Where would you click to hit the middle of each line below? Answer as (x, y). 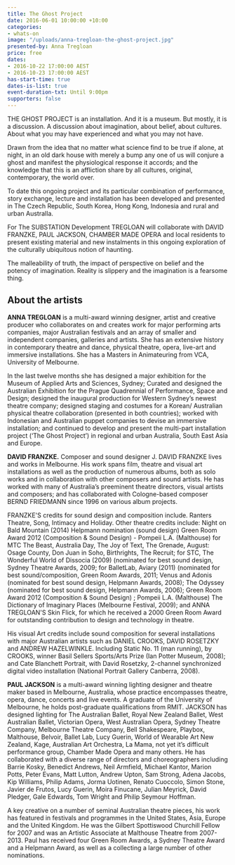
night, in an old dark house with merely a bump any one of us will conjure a (116, 155)
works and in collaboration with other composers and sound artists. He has (116, 479)
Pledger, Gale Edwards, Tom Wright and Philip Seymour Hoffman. (102, 797)
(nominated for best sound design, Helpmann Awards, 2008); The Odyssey (116, 582)
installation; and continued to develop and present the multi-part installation (117, 428)
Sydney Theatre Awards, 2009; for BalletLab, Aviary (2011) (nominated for (114, 567)
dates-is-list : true (38, 86)
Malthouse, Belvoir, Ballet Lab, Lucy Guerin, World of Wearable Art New (110, 737)
